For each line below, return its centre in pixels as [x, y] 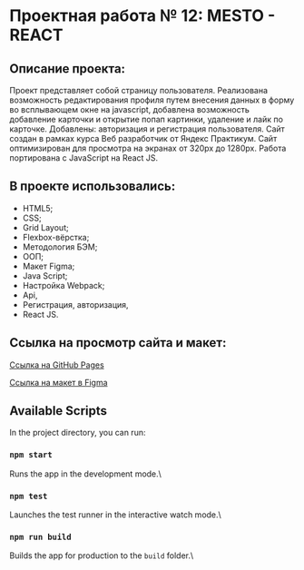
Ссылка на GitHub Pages [57, 365]
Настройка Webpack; [64, 285]
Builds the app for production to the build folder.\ [102, 555]
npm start [31, 455]
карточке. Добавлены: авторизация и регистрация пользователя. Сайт [147, 129]
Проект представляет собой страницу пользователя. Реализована [139, 90]
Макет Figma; [49, 266]
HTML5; [38, 208]
